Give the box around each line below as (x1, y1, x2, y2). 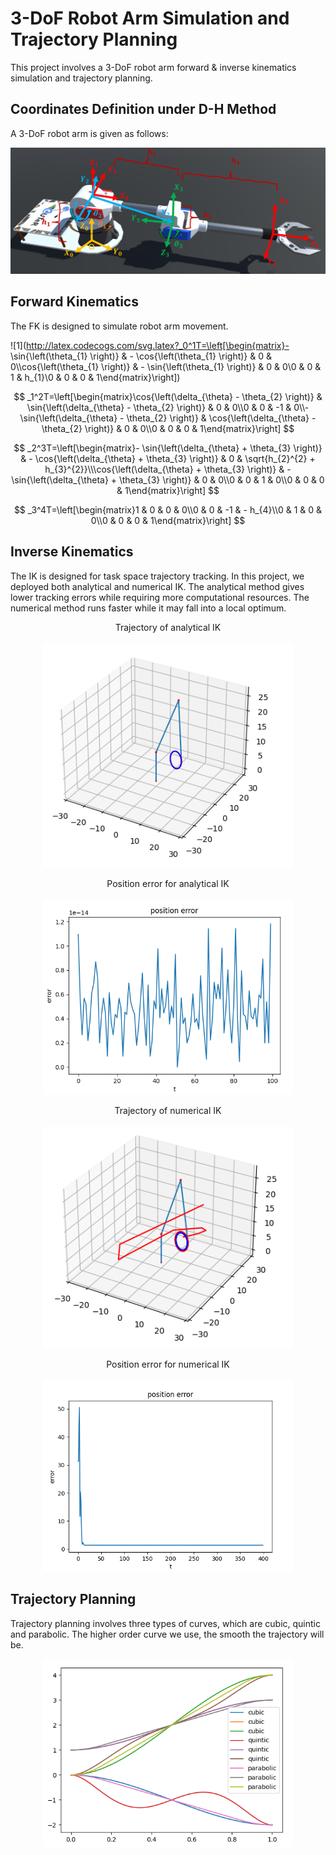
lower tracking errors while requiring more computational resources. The (10, 591, 310, 603)
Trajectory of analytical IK (114, 621, 222, 633)
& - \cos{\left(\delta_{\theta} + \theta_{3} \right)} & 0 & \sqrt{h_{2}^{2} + (20, 452, 316, 464)
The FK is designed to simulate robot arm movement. (10, 320, 229, 332)
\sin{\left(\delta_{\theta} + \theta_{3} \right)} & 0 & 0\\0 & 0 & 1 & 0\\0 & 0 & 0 (11, 473, 325, 486)
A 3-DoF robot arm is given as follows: (10, 127, 169, 139)
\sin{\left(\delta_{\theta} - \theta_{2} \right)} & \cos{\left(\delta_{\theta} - (19, 412, 317, 424)
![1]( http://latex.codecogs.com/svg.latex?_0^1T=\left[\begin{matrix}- (10, 339, 290, 351)
